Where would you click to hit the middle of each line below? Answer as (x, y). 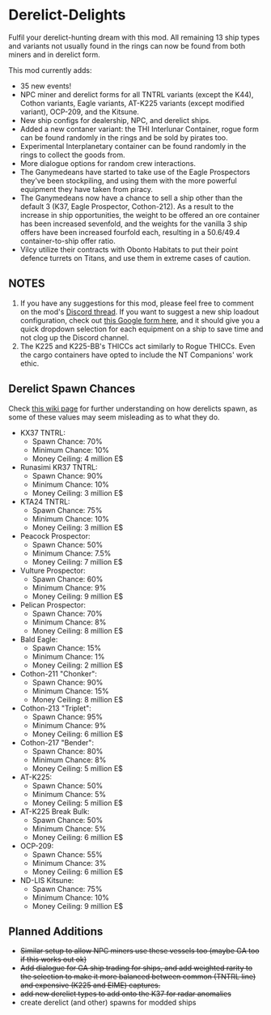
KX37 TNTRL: (43, 433)
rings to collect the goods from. (72, 155)
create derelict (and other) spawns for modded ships (108, 1003)
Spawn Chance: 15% (67, 648)
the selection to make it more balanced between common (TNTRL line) (138, 977)
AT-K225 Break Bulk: (55, 811)
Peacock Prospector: (55, 535)
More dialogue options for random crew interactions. (108, 163)
